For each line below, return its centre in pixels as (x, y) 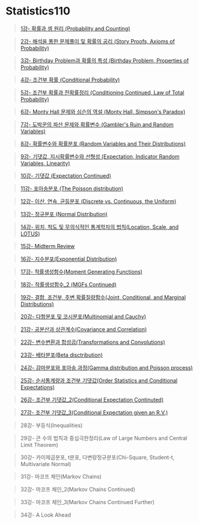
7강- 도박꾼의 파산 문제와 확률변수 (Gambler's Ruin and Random (97, 124)
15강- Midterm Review (47, 246)
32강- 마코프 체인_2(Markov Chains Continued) (78, 489)
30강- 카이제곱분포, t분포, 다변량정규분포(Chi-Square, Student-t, (97, 457)
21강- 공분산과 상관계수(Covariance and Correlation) (84, 329)
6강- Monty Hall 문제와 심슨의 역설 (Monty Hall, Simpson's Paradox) (103, 111)
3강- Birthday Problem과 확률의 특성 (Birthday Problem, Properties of (104, 60)
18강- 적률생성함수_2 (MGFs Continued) (68, 284)
